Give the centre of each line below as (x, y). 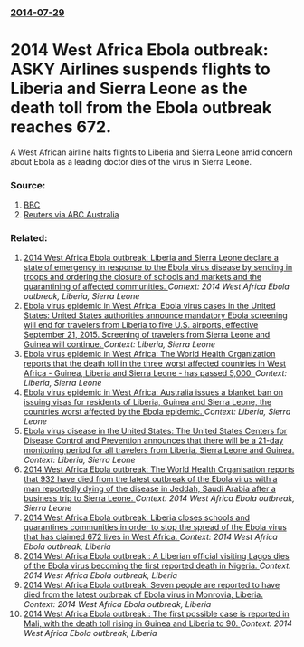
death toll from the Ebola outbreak (141, 108)
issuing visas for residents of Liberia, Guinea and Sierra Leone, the (147, 402)
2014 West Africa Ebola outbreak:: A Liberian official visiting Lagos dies (156, 556)
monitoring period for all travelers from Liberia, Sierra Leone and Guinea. (159, 450)
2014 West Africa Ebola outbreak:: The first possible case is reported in (156, 614)
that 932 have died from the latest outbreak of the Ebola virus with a (150, 479)
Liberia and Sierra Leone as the (129, 89)
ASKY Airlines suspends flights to (140, 69)
